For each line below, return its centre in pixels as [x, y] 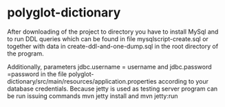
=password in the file [37, 74]
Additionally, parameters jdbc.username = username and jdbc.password [109, 67]
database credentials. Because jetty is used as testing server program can [112, 88]
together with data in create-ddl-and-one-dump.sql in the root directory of [113, 46]
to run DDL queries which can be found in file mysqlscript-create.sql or [108, 38]
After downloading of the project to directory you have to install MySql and [113, 32]
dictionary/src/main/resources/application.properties [82, 81]
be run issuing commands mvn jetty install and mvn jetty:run [93, 96]
